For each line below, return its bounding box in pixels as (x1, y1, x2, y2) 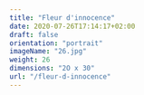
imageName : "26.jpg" (9, 47, 88, 56)
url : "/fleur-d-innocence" (9, 72, 111, 81)
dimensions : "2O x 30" (9, 64, 95, 73)
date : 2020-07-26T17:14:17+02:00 (9, 22, 136, 31)
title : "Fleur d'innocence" (9, 13, 116, 23)
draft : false (9, 30, 59, 39)
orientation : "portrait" (9, 38, 103, 48)
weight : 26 (9, 55, 51, 64)
